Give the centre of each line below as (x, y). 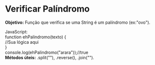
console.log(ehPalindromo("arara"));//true (47, 52)
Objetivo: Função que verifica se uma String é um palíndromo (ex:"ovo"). (78, 22)
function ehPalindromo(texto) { (36, 37)
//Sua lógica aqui (22, 42)
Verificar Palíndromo (47, 9)
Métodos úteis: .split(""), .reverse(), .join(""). (49, 57)
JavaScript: (16, 32)
